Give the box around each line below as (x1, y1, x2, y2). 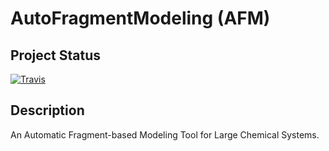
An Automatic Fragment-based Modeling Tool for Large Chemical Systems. (10, 128, 320, 141)
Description (10, 102, 85, 119)
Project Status (10, 47, 102, 64)
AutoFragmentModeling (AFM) (10, 7, 271, 30)
